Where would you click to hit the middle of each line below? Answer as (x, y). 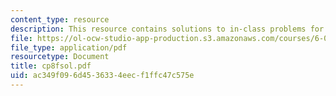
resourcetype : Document (60, 57)
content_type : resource (60, 19)
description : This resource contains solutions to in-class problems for (167, 29)
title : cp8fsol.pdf (51, 66)
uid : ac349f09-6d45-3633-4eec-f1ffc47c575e (102, 76)
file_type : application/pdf (69, 47)
